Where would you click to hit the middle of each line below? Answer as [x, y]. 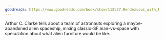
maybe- [135, 23]
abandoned [17, 28]
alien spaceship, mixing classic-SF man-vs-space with [84, 28]
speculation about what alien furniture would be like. [58, 33]
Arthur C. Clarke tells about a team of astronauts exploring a [65, 23]
